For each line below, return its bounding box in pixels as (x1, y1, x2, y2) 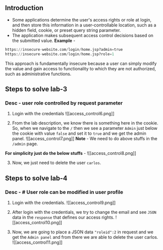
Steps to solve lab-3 (5, 85, 67, 93)
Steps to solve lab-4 (5, 174, 68, 182)
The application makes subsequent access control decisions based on (12, 32, 154, 38)
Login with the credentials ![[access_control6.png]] (12, 111, 115, 117)
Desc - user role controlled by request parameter (5, 100, 123, 106)
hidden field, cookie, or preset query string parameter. (12, 27, 121, 33)
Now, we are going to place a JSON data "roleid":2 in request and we (12, 229, 154, 235)
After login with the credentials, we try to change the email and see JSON (12, 209, 157, 215)
